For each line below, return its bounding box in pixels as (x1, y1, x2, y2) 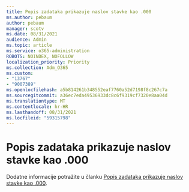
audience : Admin (6, 37, 47, 43)
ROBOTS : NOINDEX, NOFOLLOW (6, 53, 74, 59)
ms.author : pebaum (6, 14, 52, 20)
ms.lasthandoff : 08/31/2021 (6, 109, 77, 115)
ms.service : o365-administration (6, 48, 90, 54)
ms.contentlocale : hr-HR (6, 103, 68, 110)
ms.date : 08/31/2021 (6, 31, 58, 37)
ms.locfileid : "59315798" (6, 115, 71, 121)
